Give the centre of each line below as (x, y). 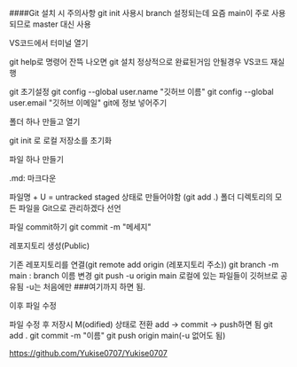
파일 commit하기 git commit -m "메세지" (80, 227)
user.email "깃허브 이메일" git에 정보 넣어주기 (88, 103)
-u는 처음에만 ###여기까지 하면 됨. (86, 287)
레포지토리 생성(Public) (50, 246)
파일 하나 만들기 (37, 159)
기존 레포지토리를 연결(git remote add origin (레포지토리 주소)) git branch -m (144, 265)
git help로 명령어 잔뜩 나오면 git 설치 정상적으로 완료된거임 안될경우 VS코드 (139, 62)
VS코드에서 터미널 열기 (49, 43)
